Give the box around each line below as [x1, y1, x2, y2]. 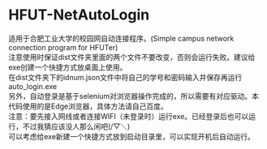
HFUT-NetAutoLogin [8, 6, 150, 24]
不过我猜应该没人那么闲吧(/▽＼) [22, 121, 131, 131]
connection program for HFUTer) [8, 42, 118, 52]
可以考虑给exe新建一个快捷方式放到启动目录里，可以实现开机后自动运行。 [8, 131, 256, 141]
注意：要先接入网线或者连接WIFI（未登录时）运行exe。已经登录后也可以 [8, 111, 249, 121]
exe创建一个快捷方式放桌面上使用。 [8, 62, 127, 72]
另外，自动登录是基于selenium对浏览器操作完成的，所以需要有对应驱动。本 [8, 91, 260, 100]
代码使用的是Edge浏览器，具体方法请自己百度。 [8, 101, 168, 111]
